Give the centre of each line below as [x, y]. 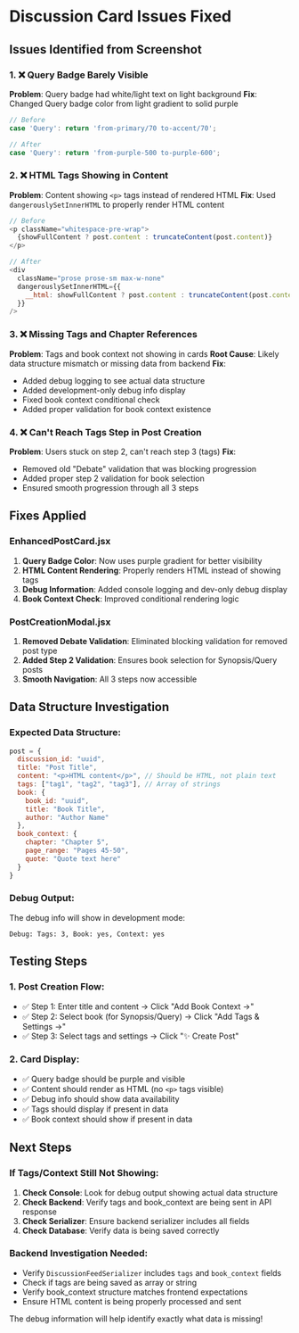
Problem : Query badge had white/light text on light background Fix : [133, 94]
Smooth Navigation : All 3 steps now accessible [109, 679]
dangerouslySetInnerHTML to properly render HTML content [117, 204]
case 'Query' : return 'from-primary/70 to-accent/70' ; [113, 128]
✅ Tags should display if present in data [95, 1109]
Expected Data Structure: [65, 733]
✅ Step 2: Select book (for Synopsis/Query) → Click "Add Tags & [141, 1016]
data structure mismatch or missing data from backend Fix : [118, 363]
